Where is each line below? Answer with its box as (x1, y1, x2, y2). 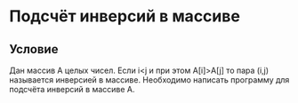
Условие (9, 42, 59, 57)
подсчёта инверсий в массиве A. (9, 84, 135, 94)
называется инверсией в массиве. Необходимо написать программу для (9, 75, 290, 85)
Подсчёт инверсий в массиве (9, 6, 240, 27)
